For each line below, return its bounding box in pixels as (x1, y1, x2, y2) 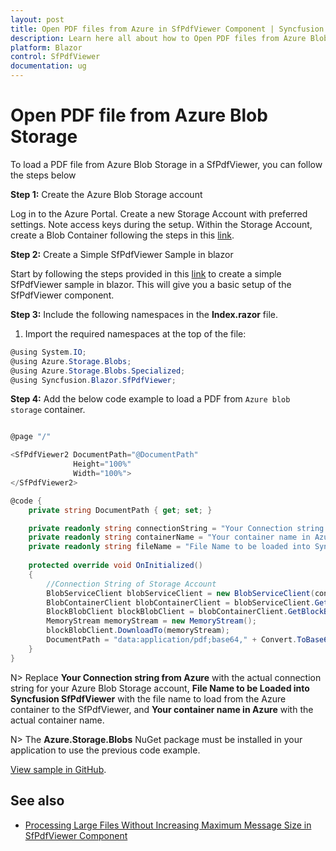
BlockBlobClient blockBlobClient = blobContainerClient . (46, 607, 288, 617)
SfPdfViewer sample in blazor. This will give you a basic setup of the (10, 278, 292, 290)
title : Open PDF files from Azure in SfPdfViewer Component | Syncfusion (10, 24, 325, 34)
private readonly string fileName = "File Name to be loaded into (28, 542, 311, 552)
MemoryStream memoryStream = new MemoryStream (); (46, 616, 257, 626)
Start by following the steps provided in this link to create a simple (10, 267, 282, 280)
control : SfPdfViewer (10, 52, 101, 62)
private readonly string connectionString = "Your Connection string (28, 523, 325, 533)
